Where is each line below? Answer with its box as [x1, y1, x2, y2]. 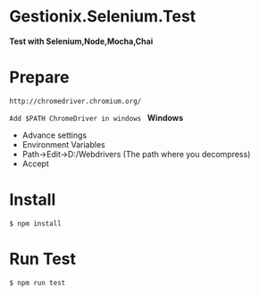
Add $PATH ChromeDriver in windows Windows [9, 112, 184, 123]
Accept [21, 158, 49, 169]
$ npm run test [9, 278, 66, 287]
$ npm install [9, 219, 63, 228]
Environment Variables [21, 139, 105, 149]
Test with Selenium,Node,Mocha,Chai [9, 36, 154, 47]
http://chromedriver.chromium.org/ [9, 97, 142, 106]
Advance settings [21, 130, 88, 140]
